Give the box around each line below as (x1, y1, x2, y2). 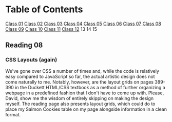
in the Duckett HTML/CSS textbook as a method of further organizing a (15, 84, 165, 90)
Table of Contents (5, 4, 83, 15)
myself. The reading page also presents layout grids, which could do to (5, 100, 156, 107)
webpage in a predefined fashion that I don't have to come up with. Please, (5, 90, 164, 96)
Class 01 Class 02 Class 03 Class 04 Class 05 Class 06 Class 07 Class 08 (5, 21, 162, 27)
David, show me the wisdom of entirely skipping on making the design (5, 95, 154, 101)
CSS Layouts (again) (5, 56, 58, 64)
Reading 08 (5, 41, 43, 50)
